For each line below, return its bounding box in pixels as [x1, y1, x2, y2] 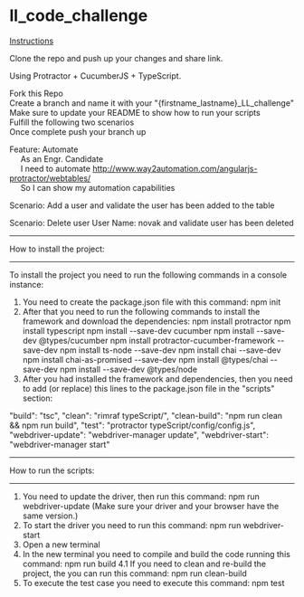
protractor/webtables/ [9, 173, 91, 184]
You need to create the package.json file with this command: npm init [22, 296, 281, 308]
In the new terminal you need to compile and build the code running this [22, 548, 291, 559]
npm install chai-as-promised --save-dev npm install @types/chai [22, 354, 269, 365]
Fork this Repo [9, 88, 63, 99]
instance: [9, 279, 44, 289]
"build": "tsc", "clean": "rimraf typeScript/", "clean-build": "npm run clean [9, 410, 283, 421]
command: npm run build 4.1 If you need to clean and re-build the [22, 558, 267, 569]
